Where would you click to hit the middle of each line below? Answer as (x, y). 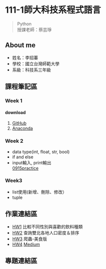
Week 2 (14, 141)
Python (24, 24)
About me (20, 45)
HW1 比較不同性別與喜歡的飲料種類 (47, 227)
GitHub (19, 123)
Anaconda (22, 128)
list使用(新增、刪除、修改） (39, 192)
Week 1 (14, 101)
